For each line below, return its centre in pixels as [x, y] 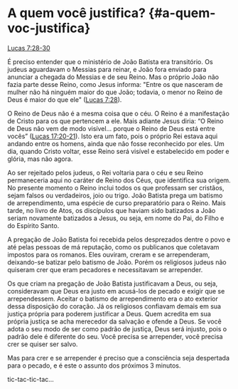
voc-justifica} [49, 28]
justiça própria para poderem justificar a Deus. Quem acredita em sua [109, 313]
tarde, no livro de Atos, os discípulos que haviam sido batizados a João [112, 210]
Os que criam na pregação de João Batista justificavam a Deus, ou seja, [113, 284]
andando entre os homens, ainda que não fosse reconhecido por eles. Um [116, 143]
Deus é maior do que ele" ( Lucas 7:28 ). [65, 99]
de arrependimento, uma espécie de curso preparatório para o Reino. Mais [117, 203]
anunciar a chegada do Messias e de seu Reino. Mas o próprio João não [113, 77]
